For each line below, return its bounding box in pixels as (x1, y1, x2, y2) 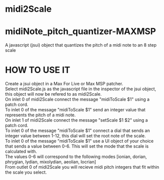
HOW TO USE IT (5, 65, 70, 76)
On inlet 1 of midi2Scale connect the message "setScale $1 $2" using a (5, 117, 148, 123)
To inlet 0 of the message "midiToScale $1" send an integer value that (5, 107, 146, 113)
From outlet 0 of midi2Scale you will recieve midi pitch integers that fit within (5, 164, 160, 170)
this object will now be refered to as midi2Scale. (5, 91, 102, 97)
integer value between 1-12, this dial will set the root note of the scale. (5, 133, 146, 139)
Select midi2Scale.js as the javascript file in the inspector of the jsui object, (5, 86, 157, 92)
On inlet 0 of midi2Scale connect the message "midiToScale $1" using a (5, 97, 150, 103)
